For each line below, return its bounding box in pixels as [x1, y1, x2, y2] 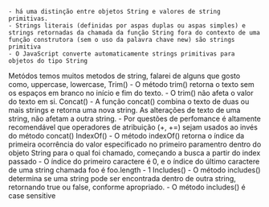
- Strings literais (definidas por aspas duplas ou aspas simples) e [8, 22, 247, 30]
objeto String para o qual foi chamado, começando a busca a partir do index [8, 148, 261, 157]
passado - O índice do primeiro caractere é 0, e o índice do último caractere [8, 157, 260, 166]
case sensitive [8, 191, 56, 201]
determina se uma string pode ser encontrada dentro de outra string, [8, 174, 237, 183]
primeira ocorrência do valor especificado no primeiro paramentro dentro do [8, 139, 262, 149]
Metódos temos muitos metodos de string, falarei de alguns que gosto [8, 71, 241, 81]
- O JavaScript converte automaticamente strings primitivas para [8, 50, 235, 58]
